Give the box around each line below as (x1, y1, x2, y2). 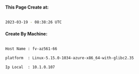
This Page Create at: (5, 4, 49, 10)
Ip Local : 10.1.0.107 (5, 65, 55, 70)
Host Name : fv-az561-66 (5, 46, 57, 52)
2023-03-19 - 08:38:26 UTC (5, 20, 62, 25)
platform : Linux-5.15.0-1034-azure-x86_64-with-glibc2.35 (5, 56, 134, 61)
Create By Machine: (5, 30, 48, 36)
